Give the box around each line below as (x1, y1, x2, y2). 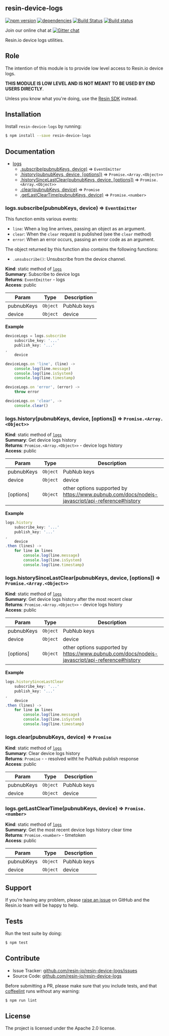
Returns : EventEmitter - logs (5, 276, 65, 282)
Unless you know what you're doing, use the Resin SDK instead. (5, 96, 138, 102)
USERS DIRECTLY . (5, 85, 44, 91)
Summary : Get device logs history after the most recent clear (5, 596, 133, 602)
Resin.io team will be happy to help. (5, 902, 79, 909)
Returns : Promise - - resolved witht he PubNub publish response (5, 756, 139, 762)
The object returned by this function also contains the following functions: (5, 246, 158, 252)
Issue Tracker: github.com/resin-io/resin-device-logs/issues (12, 967, 137, 973)
